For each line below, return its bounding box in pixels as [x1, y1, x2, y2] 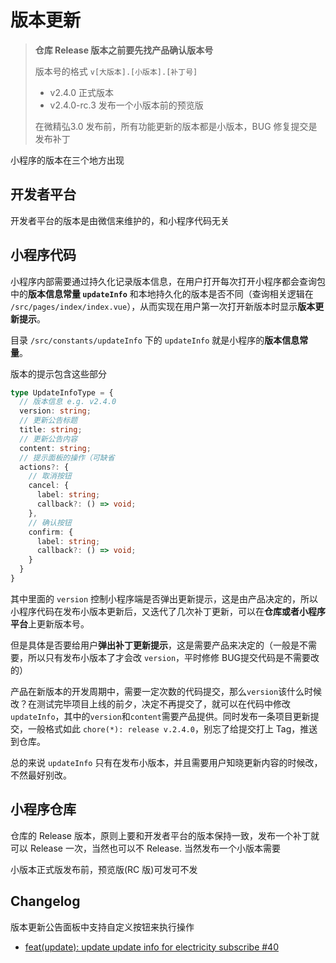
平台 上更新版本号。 [10, 617, 90, 630]
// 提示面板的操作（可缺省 [19, 452, 115, 463]
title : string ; [19, 425, 83, 435]
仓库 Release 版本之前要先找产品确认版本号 [34, 44, 214, 56]
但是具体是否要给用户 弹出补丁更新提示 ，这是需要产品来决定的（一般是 [10, 639, 300, 651]
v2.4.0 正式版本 [49, 86, 115, 98]
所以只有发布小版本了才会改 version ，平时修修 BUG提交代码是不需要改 [27, 651, 320, 663]
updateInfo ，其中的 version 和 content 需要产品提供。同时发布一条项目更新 [10, 710, 311, 722]
